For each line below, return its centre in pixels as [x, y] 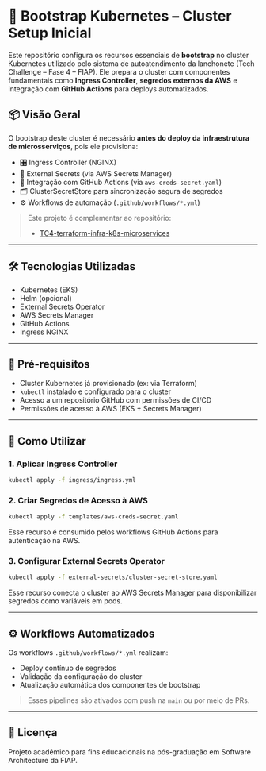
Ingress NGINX [44, 332]
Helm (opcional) [46, 298]
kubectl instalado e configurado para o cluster [95, 391]
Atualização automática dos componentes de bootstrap [110, 685]
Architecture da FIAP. [43, 760]
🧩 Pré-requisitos [49, 364]
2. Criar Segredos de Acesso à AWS [78, 500]
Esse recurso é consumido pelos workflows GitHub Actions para [113, 532]
